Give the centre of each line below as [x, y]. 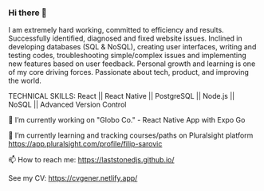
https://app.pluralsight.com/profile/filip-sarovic [85, 144]
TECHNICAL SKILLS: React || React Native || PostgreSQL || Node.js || [122, 96]
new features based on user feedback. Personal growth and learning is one [132, 64]
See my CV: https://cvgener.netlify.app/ [73, 178]
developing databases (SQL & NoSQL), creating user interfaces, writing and [132, 47]
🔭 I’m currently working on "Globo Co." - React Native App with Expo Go [127, 120]
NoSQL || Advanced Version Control [67, 105]
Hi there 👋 [28, 13]
